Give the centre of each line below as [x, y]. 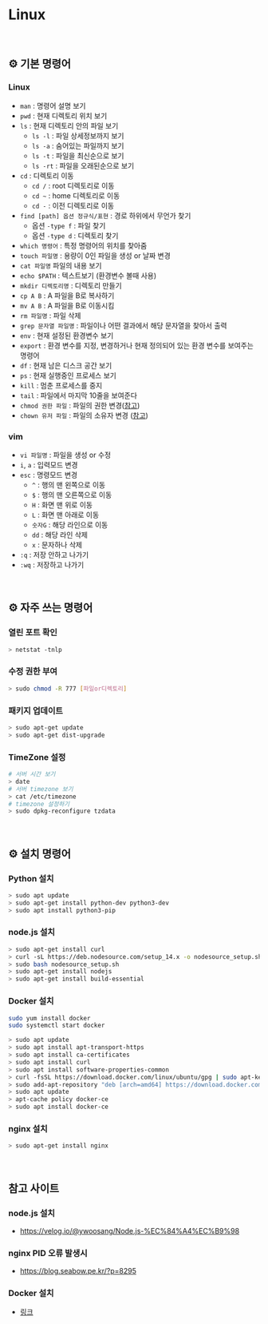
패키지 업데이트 [36, 710]
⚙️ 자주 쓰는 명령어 [51, 608]
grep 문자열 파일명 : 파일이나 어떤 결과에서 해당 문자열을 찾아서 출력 [123, 325]
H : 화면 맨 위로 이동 [62, 504]
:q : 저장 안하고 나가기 [54, 555]
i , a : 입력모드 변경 [49, 464]
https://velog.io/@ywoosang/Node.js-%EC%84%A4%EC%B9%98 [130, 1231]
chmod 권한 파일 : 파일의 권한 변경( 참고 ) [80, 405]
